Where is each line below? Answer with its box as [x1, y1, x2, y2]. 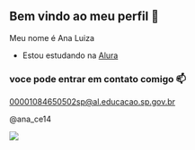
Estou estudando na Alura [22, 50, 119, 61]
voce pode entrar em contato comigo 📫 [9, 72, 187, 85]
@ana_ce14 [9, 113, 52, 125]
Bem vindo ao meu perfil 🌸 [9, 9, 160, 24]
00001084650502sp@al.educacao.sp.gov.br [9, 96, 176, 107]
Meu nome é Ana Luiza [9, 32, 95, 43]
